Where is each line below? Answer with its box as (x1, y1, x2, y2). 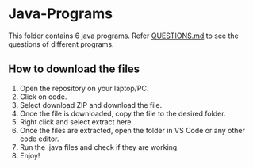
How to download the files (8, 63, 140, 76)
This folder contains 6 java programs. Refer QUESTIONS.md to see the (8, 31, 240, 40)
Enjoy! (19, 151, 40, 160)
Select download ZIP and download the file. (19, 100, 163, 109)
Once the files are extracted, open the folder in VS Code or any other (19, 125, 246, 135)
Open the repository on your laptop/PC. (19, 83, 149, 93)
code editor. (19, 134, 59, 143)
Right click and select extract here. (19, 116, 133, 127)
